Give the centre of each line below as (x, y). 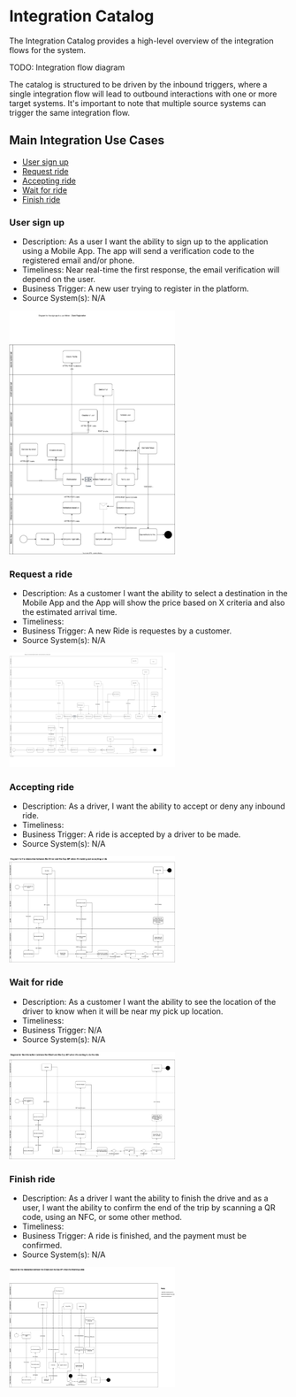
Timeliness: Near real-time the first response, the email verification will (151, 270)
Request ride (45, 171)
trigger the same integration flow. (70, 112)
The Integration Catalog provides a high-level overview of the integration (141, 41)
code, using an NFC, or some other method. (102, 1217)
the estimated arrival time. (69, 612)
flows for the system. (48, 50)
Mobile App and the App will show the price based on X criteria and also (153, 603)
